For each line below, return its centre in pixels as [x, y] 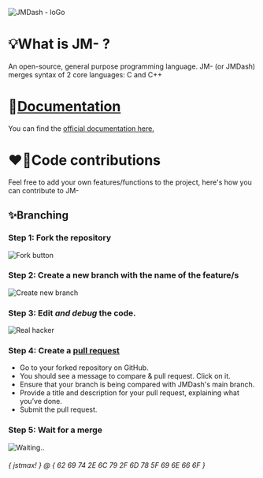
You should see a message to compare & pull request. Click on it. [125, 376]
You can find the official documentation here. [81, 128]
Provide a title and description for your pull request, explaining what [130, 393]
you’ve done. [41, 401]
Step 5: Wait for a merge [55, 430]
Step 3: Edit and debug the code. [72, 313]
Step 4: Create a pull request [64, 351]
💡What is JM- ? [59, 44]
